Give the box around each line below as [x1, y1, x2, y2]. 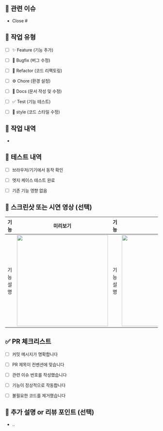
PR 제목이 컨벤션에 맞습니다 [12, 362, 65, 367]
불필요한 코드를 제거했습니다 [12, 393, 66, 398]
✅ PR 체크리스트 [5, 337, 51, 346]
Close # [12, 17, 28, 23]
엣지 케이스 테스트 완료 [12, 177, 55, 183]
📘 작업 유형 [5, 33, 36, 41]
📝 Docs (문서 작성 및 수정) [12, 88, 62, 94]
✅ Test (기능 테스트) [12, 99, 51, 104]
